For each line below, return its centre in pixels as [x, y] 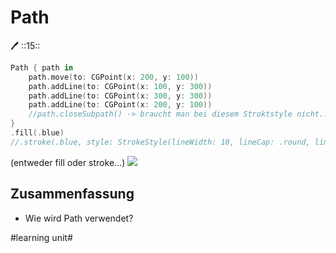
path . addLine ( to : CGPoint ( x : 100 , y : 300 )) [120, 86]
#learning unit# [41, 237]
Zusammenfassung [72, 194]
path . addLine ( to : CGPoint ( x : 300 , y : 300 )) [120, 96]
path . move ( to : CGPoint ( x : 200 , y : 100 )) [113, 77]
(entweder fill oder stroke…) [68, 162]
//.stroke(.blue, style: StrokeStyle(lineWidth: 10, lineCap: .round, [160, 142]
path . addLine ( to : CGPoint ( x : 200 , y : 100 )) [120, 105]
